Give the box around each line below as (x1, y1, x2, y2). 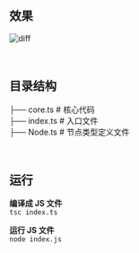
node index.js (9, 235, 63, 244)
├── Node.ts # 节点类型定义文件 (9, 126, 130, 137)
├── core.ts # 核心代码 (9, 104, 95, 115)
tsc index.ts (9, 208, 58, 217)
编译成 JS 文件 (9, 198, 63, 209)
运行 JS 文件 (9, 225, 55, 236)
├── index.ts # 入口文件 (9, 115, 99, 126)
